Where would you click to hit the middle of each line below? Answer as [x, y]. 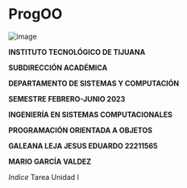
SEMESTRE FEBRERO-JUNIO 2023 [67, 98]
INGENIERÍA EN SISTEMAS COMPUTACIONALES [91, 115]
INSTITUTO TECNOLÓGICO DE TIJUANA [77, 52]
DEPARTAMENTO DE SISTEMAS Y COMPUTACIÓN [94, 83]
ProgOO [35, 14]
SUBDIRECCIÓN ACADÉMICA [58, 67]
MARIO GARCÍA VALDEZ [50, 161]
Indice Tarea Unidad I [44, 177]
